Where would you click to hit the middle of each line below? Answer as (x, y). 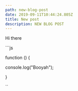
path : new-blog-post (27, 10)
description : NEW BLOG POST (35, 24)
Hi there (13, 38)
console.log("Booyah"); (29, 67)
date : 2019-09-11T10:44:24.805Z (39, 15)
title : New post (22, 19)
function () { (18, 58)
